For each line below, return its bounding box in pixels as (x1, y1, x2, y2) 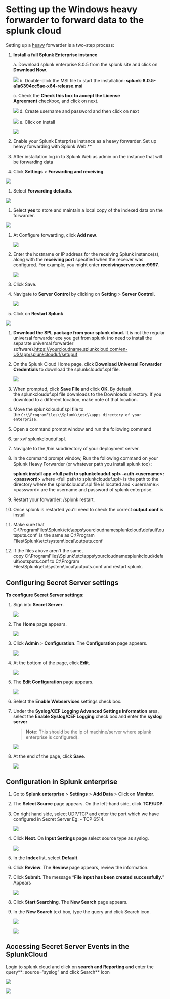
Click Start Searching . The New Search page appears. (13, 899, 128, 905)
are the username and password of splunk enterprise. (40, 486, 153, 492)
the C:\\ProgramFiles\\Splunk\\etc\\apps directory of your (13, 411, 142, 417)
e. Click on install (19, 119, 55, 125)
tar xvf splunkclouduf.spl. (13, 436, 66, 442)
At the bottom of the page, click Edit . (13, 660, 90, 666)
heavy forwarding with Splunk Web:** (13, 143, 93, 149)
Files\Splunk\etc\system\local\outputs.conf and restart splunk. (13, 563, 143, 569)
